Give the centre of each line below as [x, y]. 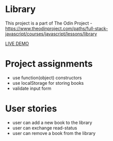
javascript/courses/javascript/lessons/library [51, 34]
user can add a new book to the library [52, 122]
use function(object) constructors [47, 78]
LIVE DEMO [17, 43]
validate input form [32, 88]
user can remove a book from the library [54, 133]
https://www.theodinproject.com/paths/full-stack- [57, 28]
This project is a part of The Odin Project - [49, 23]
